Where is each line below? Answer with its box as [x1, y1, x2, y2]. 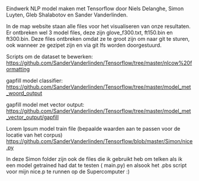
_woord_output [6, 90, 43, 96]
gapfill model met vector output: [6, 101, 85, 108]
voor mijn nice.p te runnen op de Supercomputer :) [6, 168, 130, 175]
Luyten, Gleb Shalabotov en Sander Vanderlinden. [6, 11, 129, 18]
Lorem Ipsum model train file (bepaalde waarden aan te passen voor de [6, 125, 181, 132]
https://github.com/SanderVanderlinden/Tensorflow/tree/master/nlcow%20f [6, 59, 192, 66]
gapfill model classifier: [6, 77, 63, 84]
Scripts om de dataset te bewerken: [6, 53, 94, 60]
